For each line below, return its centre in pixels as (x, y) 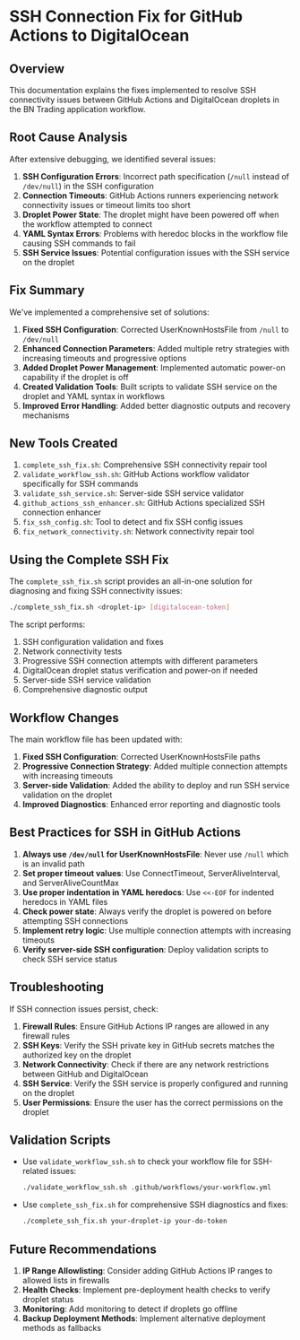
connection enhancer (61, 512)
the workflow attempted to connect (87, 224)
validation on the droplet (67, 795)
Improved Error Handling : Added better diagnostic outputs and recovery (156, 405)
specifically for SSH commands (80, 484)
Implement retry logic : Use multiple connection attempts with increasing (156, 930)
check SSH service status (70, 959)
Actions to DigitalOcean (99, 35)
